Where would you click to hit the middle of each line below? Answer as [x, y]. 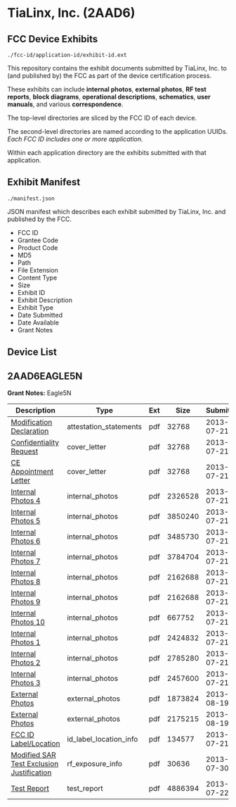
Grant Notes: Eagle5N [39, 393]
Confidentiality [35, 443]
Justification [31, 772]
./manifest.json [31, 199]
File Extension [38, 270]
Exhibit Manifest [44, 182]
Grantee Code [38, 240]
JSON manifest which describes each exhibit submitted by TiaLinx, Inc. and [117, 211]
